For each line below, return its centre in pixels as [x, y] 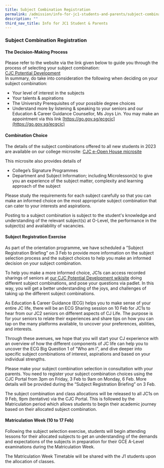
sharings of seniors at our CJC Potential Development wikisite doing [73, 278]
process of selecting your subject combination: [52, 68]
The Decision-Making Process [36, 52]
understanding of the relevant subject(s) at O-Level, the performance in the [81, 220]
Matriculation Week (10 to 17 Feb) [40, 420]
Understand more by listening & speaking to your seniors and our [78, 108]
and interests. [19, 329]
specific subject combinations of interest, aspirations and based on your [78, 354]
